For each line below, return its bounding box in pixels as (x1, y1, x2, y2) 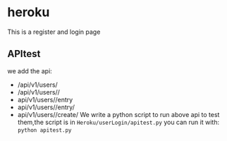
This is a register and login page (7, 27, 101, 36)
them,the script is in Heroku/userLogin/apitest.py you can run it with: (17, 118, 220, 126)
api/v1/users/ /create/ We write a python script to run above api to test (17, 110, 220, 118)
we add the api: (7, 66, 53, 75)
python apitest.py (17, 126, 72, 134)
